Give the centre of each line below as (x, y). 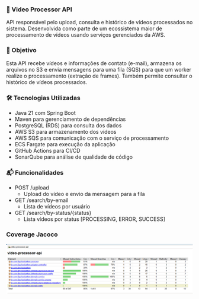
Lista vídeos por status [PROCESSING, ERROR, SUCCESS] (94, 219)
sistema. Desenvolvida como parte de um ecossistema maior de (84, 28)
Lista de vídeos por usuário (57, 207)
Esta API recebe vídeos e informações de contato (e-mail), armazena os (94, 63)
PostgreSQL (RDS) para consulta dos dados (68, 125)
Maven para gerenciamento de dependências (70, 119)
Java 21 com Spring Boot (45, 112)
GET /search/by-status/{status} (53, 213)
